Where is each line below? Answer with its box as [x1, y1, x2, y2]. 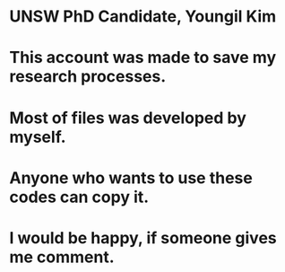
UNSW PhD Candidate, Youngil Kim [9, 6, 277, 27]
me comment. [9, 247, 115, 267]
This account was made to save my [9, 48, 276, 68]
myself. [9, 127, 66, 147]
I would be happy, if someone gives [9, 227, 278, 248]
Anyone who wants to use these [9, 168, 253, 188]
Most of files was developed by [9, 108, 246, 127]
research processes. [9, 66, 167, 87]
